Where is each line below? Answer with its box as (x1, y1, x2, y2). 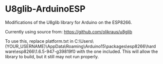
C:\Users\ (74, 38, 94, 44)
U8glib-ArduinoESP (5, 3, 86, 15)
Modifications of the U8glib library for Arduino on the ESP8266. (5, 19, 132, 25)
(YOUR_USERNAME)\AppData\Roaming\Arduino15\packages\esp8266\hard (5, 43, 156, 49)
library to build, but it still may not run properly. (5, 53, 99, 59)
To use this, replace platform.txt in (5, 38, 74, 44)
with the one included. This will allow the (76, 48, 158, 54)
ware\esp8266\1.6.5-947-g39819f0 (5, 48, 76, 54)
